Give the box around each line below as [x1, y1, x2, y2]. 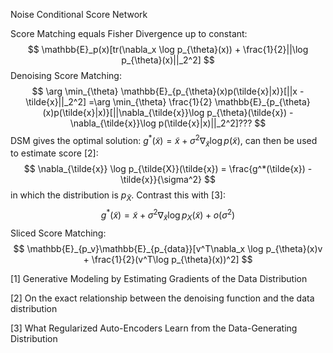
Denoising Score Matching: [10, 70, 122, 81]
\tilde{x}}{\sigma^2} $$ [120, 174, 216, 186]
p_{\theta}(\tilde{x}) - [206, 107, 294, 118]
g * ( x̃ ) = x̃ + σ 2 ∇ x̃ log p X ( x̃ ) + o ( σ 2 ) [100, 207, 236, 223]
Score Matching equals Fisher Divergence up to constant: [10, 28, 248, 39]
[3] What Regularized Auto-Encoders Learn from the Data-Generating [10, 322, 298, 334]
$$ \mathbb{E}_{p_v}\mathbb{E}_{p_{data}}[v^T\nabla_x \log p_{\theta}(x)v [13, 242, 323, 254]
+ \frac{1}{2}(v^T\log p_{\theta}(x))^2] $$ [83, 253, 253, 265]
